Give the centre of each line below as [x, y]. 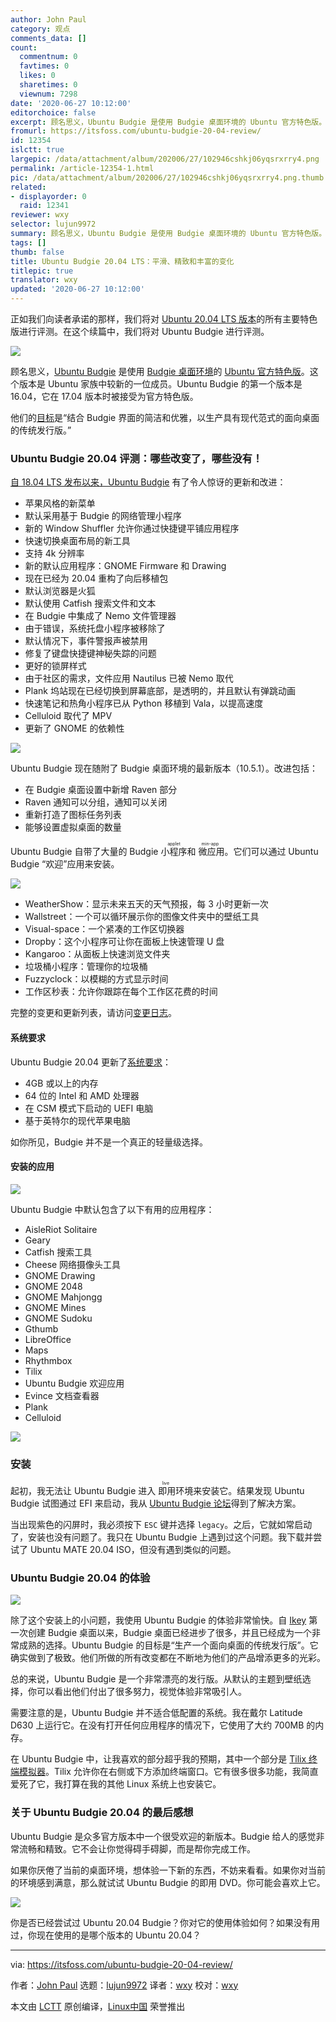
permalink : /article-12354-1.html [82, 168]
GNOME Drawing [60, 1275]
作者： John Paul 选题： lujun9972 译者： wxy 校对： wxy [124, 1985]
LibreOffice [48, 1339]
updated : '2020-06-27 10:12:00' [77, 289]
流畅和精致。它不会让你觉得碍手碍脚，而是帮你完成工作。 [137, 1848]
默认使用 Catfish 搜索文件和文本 [90, 603]
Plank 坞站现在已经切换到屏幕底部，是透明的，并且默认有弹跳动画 [160, 691]
